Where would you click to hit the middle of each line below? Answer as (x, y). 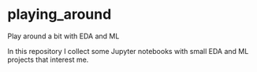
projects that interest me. (48, 59)
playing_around (60, 14)
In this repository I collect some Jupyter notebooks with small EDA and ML (128, 51)
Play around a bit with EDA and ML (63, 36)
